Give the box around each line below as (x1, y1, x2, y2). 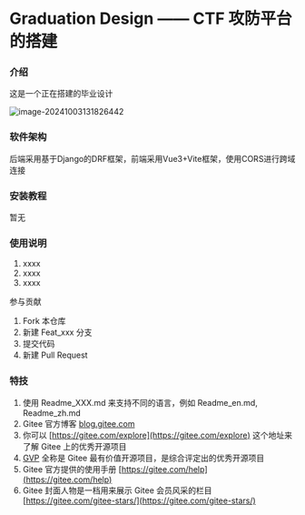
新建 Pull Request (22, 349, 88, 360)
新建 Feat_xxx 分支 (22, 327, 93, 338)
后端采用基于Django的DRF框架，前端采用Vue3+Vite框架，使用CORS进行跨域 (9, 153, 296, 164)
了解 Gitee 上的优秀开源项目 (22, 440, 127, 451)
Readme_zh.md (22, 407, 82, 419)
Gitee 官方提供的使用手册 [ (22, 463, 123, 474)
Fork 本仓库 (22, 316, 66, 327)
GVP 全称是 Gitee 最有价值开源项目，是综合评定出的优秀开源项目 (22, 452, 265, 463)
